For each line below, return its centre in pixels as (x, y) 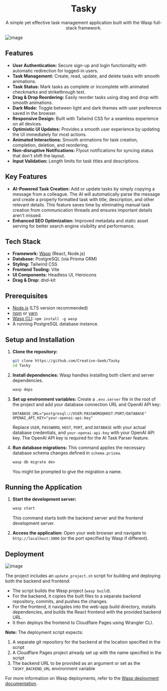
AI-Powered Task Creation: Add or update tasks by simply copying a (83, 188)
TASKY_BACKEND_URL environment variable (54, 668)
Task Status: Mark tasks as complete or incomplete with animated (81, 86)
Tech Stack (23, 241)
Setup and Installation (40, 340)
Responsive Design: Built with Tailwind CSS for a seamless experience (85, 118)
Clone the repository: (35, 351)
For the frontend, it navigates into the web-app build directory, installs (84, 606)
